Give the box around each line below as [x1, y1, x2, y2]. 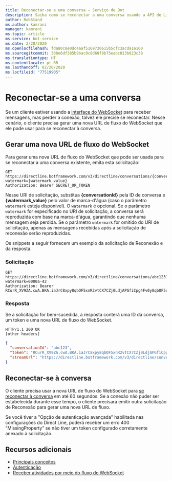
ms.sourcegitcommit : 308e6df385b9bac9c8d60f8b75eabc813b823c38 [5, 50, 143, 56]
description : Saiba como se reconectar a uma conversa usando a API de [5, 12, 161, 17]
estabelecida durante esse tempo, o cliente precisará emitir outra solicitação [5, 398, 167, 404]
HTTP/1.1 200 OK [5, 327, 40, 332]
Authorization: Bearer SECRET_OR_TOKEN [5, 183, 91, 188]
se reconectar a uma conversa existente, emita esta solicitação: [5, 159, 140, 165]
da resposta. [5, 245, 32, 252]
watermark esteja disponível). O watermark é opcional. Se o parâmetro [5, 203, 150, 209]
